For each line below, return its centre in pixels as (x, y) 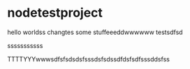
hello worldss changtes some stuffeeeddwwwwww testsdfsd (95, 32)
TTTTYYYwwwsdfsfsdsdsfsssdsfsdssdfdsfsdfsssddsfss (88, 59)
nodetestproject (55, 13)
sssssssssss (25, 45)
